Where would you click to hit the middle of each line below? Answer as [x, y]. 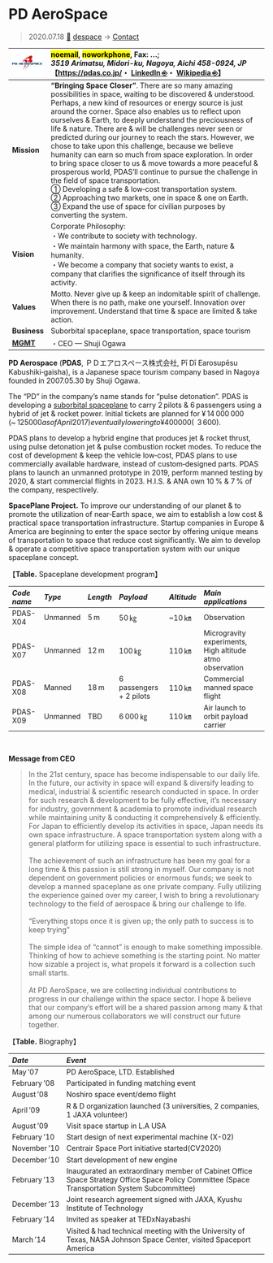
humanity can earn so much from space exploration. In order [152, 154]
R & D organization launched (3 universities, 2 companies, [163, 1105]
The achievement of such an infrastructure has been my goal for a [139, 861]
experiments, [225, 642]
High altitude [225, 650]
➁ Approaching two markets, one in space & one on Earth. [149, 197]
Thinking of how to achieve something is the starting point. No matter [144, 956]
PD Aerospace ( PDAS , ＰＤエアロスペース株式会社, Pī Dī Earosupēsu [123, 363]
